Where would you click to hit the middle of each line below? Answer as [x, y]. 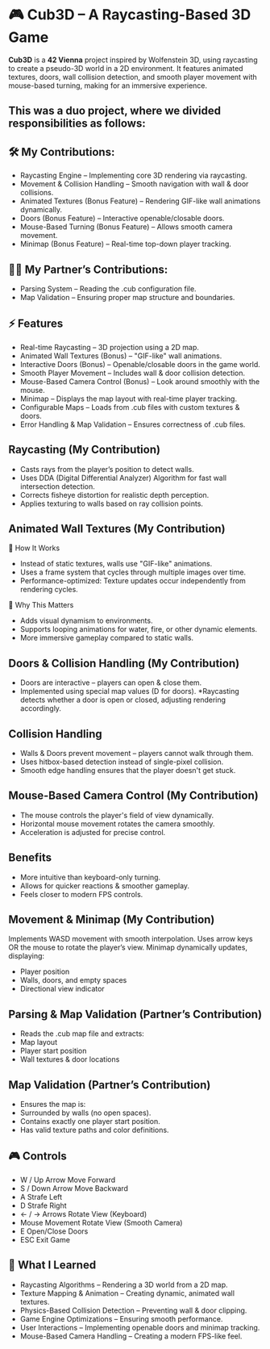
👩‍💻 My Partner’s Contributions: [88, 269]
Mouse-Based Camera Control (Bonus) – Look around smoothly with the [140, 381]
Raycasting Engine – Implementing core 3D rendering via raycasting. [133, 175]
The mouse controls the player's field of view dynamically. [117, 815]
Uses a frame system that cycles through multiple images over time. [133, 572]
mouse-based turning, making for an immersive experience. [108, 86]
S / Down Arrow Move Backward [74, 1188]
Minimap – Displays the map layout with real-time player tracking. [129, 399]
